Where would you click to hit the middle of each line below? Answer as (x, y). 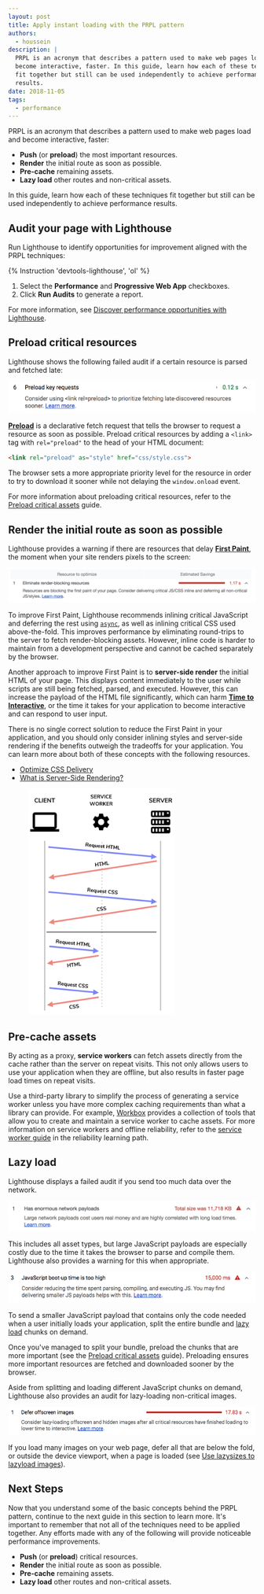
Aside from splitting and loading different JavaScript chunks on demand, (126, 1388)
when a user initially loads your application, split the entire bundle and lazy (129, 1324)
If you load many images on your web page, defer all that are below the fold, (132, 1448)
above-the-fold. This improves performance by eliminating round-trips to (126, 632)
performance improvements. (54, 1541)
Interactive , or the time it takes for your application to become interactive (127, 706)
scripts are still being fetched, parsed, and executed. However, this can (123, 689)
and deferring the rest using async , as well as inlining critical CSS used (122, 624)
